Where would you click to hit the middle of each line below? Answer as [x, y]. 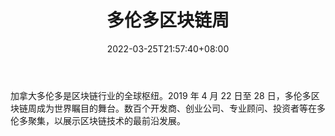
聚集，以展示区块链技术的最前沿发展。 [106, 120]
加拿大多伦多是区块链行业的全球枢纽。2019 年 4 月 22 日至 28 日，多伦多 [161, 95]
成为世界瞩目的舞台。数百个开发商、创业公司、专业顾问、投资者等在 [176, 108]
